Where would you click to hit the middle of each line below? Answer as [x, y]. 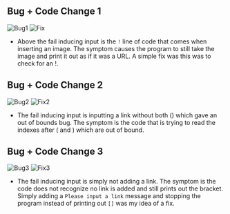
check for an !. [38, 63]
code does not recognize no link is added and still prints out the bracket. [120, 188]
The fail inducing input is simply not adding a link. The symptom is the [116, 182]
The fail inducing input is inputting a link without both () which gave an [117, 115]
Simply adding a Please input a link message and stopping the [109, 196]
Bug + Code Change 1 [54, 11]
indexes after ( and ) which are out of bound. [80, 130]
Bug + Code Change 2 [55, 85]
